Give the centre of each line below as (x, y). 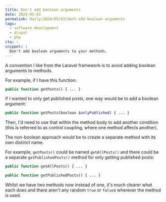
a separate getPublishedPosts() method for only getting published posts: (80, 157)
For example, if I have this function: (41, 80)
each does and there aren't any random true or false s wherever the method (83, 190)
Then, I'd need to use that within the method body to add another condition (82, 122)
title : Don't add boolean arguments (43, 10)
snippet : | (16, 47)
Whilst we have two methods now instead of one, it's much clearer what (79, 185)
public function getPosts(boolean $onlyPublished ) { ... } (67, 113)
